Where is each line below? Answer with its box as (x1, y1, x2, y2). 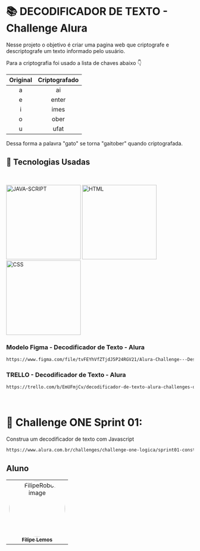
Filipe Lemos (21, 536, 52, 543)
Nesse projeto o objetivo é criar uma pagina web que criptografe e (6, 41, 170, 48)
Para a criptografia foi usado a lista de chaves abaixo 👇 (6, 59, 142, 66)
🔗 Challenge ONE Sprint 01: (6, 416, 143, 429)
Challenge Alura (6, 21, 87, 35)
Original (9, 76, 33, 84)
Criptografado (37, 76, 79, 84)
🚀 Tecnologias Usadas (6, 157, 90, 167)
